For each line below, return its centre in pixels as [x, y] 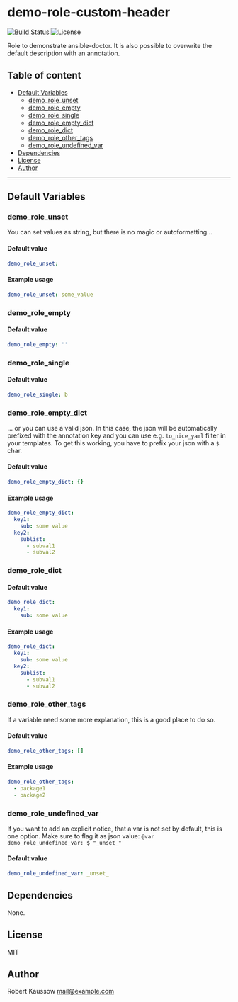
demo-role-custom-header [89, 12]
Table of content [44, 75]
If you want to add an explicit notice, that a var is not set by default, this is [115, 829]
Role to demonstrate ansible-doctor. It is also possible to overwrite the [110, 45]
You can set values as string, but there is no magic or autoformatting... [110, 232]
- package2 [30, 795]
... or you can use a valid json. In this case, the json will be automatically [112, 428]
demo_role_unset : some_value [50, 295]
